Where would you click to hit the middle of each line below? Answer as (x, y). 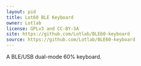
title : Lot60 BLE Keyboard (40, 17)
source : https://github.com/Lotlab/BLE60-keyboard (71, 40)
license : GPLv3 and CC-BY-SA (43, 28)
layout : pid (21, 12)
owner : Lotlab (24, 23)
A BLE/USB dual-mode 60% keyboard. (54, 57)
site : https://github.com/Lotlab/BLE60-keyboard (68, 34)
